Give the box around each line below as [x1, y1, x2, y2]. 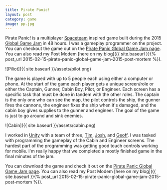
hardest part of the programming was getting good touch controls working [5, 143, 158, 149]
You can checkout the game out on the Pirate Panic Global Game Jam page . [5, 45, 161, 51]
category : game [5, 16, 37, 21]
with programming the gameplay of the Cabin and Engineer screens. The [5, 137, 155, 143]
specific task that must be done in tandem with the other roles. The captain [5, 91, 160, 97]
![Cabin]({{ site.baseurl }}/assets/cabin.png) [5, 122, 96, 128]
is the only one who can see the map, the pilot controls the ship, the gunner [5, 97, 161, 103]
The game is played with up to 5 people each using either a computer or [5, 75, 154, 81]
